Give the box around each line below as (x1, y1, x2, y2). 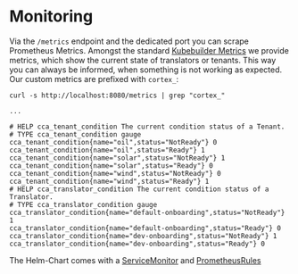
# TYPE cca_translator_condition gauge (9, 200, 158, 209)
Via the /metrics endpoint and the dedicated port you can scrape (9, 36, 250, 46)
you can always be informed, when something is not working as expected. (9, 64, 283, 75)
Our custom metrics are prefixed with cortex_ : (9, 73, 179, 84)
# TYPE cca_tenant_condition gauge (9, 129, 142, 139)
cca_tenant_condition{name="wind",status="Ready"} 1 (9, 177, 210, 186)
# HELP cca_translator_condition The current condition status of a (9, 185, 269, 194)
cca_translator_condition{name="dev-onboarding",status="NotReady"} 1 (9, 231, 277, 240)
